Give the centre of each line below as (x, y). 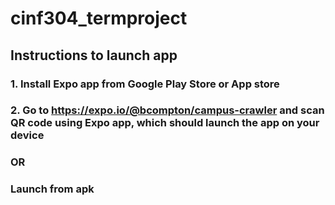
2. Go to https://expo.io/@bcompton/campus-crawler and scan (167, 110)
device (27, 135)
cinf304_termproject (99, 18)
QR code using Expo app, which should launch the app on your (165, 123)
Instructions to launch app (94, 55)
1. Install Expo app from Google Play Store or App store (145, 84)
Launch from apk (52, 189)
